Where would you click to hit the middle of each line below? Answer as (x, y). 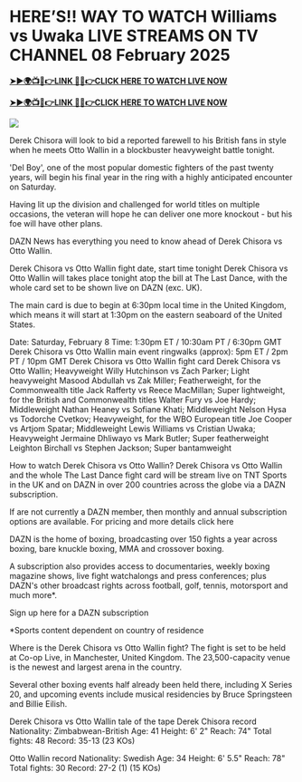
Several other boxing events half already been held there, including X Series (151, 684)
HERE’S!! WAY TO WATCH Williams (143, 17)
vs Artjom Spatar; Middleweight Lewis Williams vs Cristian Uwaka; (132, 429)
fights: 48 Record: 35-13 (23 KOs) (72, 740)
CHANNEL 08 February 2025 (120, 55)
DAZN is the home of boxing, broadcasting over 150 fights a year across (143, 539)
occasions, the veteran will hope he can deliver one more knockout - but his (151, 214)
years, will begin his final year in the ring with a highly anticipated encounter (151, 177)
